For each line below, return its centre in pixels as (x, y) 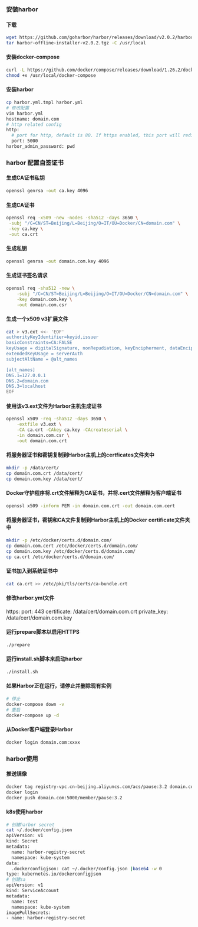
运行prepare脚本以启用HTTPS (43, 632)
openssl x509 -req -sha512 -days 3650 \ (57, 419)
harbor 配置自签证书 (35, 163)
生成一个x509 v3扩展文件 (37, 319)
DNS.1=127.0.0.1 (26, 375)
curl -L (16, 70)
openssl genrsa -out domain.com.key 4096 (58, 261)
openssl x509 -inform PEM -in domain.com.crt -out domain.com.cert (91, 506)
